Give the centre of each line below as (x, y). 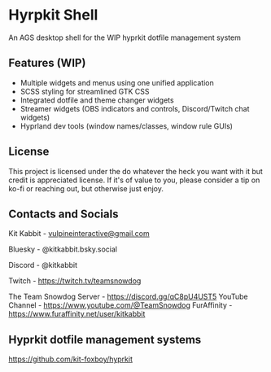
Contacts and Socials (63, 214)
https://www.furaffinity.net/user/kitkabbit (77, 314)
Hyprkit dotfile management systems (105, 339)
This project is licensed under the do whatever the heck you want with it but (135, 171)
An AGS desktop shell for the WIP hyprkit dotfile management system (125, 37)
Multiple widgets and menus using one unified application (117, 82)
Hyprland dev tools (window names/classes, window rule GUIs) (127, 126)
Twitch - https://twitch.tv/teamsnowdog (75, 281)
